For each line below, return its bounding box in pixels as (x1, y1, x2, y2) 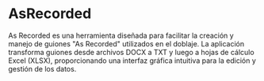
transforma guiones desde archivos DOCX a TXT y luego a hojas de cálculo (8, 47, 255, 57)
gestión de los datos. (8, 64, 77, 73)
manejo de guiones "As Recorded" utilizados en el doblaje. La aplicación (8, 39, 244, 48)
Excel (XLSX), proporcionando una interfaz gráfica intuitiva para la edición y (8, 56, 256, 65)
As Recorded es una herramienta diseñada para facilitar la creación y (8, 31, 234, 40)
